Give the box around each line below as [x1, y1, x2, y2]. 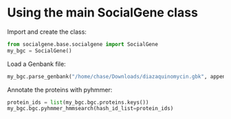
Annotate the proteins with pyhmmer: [7, 85, 113, 94]
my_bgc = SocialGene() [7, 47, 72, 54]
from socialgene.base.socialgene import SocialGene [7, 41, 158, 47]
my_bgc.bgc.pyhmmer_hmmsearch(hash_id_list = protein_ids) [7, 105, 174, 112]
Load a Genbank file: [7, 60, 67, 68]
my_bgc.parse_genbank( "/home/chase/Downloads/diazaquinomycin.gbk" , [7, 73, 208, 80]
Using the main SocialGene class [7, 5, 198, 21]
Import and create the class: [7, 28, 87, 36]
